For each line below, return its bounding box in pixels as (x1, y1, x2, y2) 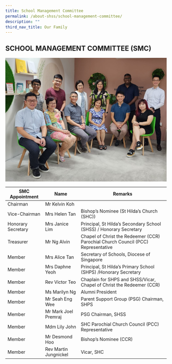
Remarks (113, 191, 133, 197)
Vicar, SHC (81, 349, 104, 355)
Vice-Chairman (7, 211, 40, 217)
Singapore (81, 257, 103, 263)
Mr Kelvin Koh (45, 201, 75, 207)
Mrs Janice (45, 220, 69, 227)
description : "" (5, 19, 40, 24)
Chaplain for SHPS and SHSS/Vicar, (81, 276, 156, 282)
